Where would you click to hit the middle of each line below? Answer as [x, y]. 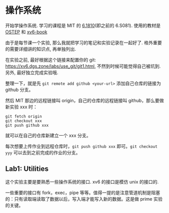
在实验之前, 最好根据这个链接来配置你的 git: [51, 59]
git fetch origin [24, 116]
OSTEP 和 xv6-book [26, 32]
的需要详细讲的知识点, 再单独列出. [41, 49]
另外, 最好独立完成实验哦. [32, 72]
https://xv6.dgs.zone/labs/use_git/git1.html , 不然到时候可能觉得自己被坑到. [83, 66]
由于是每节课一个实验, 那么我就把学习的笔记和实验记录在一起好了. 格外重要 [83, 42]
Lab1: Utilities [27, 169]
